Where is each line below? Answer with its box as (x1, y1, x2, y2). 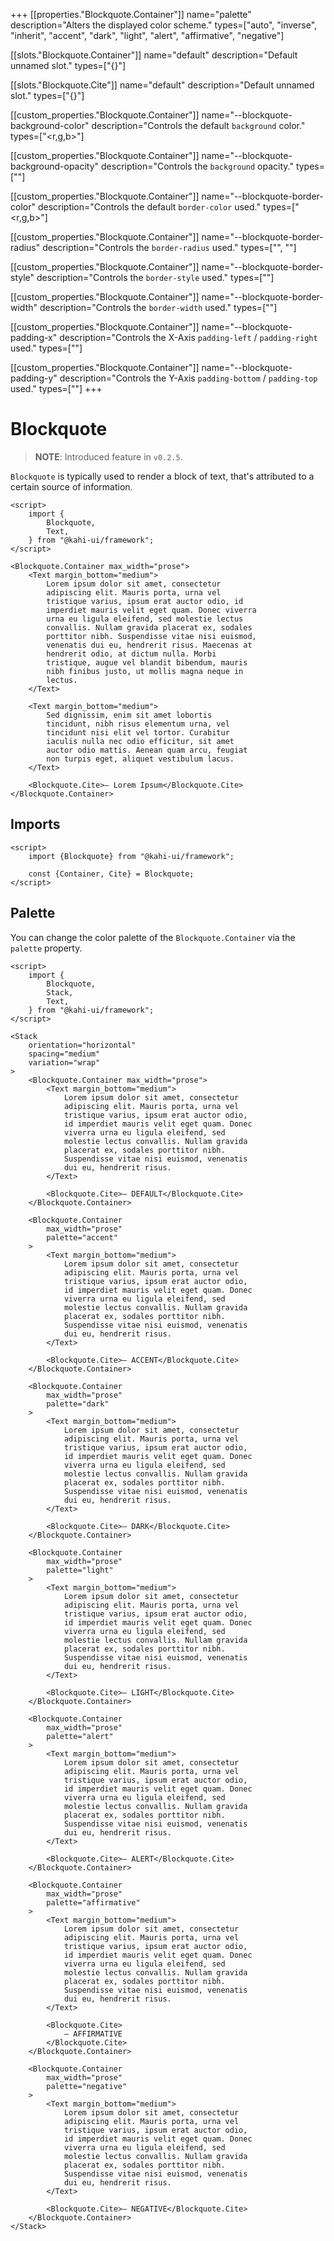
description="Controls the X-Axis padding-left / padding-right (59, 332, 318, 343)
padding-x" (10, 332, 58, 343)
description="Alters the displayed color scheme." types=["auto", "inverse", (10, 19, 318, 31)
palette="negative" (46, 2081, 128, 2091)
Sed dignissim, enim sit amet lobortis (46, 710, 213, 720)
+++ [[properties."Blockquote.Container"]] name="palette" (10, 9, 252, 20)
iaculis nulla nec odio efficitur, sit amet (46, 736, 235, 746)
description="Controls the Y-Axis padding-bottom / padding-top (59, 372, 318, 384)
